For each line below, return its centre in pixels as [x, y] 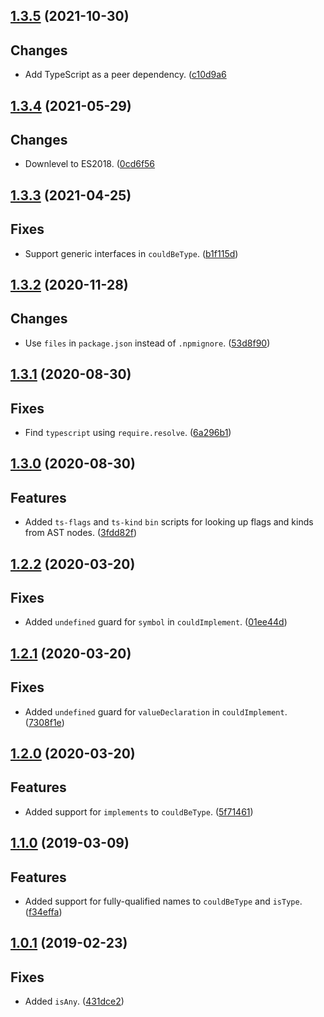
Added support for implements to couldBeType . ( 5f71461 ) [139, 811]
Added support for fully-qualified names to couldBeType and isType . [163, 901]
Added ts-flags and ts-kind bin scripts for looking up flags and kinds [169, 522]
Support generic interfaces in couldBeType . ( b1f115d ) [131, 253]
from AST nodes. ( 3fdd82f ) [81, 533]
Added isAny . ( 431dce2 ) [74, 1001]
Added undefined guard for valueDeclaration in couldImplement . [156, 711]
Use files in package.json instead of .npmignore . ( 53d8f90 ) [147, 343]
